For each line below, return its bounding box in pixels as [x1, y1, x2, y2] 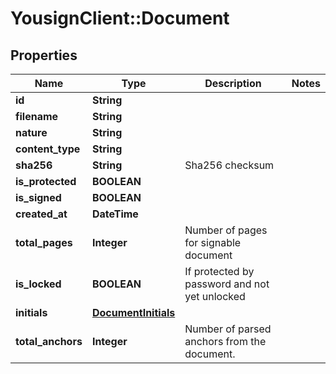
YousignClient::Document [10, 7, 230, 30]
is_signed [15, 191, 62, 204]
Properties [10, 47, 78, 64]
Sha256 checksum [184, 158, 275, 172]
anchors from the [184, 335, 267, 348]
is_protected [15, 175, 77, 188]
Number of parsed [184, 322, 272, 336]
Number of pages [184, 223, 268, 237]
